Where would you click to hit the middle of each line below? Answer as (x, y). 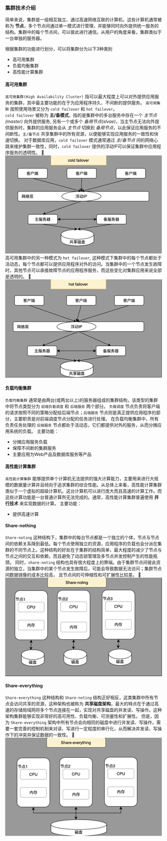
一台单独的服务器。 (25, 38)
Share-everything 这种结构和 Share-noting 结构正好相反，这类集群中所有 (80, 697)
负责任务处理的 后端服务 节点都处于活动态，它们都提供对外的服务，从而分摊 (81, 425)
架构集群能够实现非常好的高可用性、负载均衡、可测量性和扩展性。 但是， (80, 716)
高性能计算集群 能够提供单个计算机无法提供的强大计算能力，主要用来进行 (78, 478)
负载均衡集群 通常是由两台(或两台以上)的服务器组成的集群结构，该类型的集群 (82, 400)
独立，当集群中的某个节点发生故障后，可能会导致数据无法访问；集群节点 (88, 568)
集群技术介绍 (21, 7)
